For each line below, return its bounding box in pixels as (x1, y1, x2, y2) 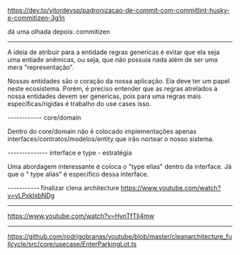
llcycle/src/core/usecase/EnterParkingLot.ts (7, 240, 137, 248)
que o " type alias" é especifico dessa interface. (7, 170, 149, 178)
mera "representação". (7, 63, 74, 71)
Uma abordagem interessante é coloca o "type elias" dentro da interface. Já (7, 162, 232, 170)
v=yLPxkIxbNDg (7, 192, 55, 199)
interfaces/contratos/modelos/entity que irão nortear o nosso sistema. (7, 135, 214, 143)
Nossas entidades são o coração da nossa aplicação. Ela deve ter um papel (7, 77, 230, 85)
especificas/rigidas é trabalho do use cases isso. (7, 100, 151, 108)
